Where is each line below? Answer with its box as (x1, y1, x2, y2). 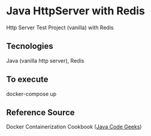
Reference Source (6, 107, 75, 118)
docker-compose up (6, 90, 57, 97)
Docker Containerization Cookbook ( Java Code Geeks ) (6, 123, 142, 131)
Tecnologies (6, 41, 53, 51)
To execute (6, 75, 49, 85)
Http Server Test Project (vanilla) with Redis (6, 24, 114, 31)
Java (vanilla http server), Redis (6, 57, 84, 64)
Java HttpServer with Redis (6, 4, 146, 18)
